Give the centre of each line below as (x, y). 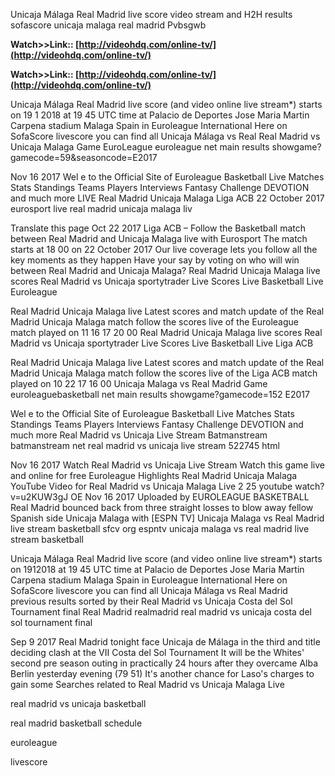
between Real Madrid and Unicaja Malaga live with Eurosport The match (159, 238)
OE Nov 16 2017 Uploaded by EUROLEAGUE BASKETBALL (190, 497)
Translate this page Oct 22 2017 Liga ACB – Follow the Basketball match (158, 228)
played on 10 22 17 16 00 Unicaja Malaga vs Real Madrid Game (139, 383)
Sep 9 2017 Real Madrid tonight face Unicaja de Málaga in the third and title (165, 642)
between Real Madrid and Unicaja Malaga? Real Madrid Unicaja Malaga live (165, 270)
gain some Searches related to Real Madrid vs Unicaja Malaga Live (147, 684)
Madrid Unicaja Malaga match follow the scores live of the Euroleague (154, 322)
